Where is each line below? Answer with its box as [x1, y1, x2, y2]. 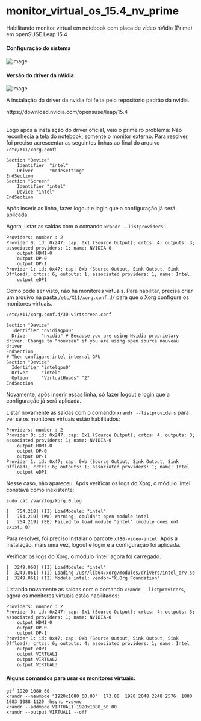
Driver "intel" [11, 370, 61, 376]
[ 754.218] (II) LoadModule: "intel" [6, 508, 107, 515]
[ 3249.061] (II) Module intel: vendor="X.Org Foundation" [6, 575, 161, 581]
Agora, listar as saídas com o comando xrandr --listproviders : [6, 223, 165, 230]
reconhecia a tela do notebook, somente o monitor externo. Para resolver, [6, 133, 189, 140]
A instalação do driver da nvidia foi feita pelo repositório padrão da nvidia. [6, 96, 190, 104]
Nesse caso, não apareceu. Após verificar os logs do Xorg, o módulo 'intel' [6, 480, 193, 487]
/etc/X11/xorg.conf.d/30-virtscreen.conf [6, 312, 112, 318]
